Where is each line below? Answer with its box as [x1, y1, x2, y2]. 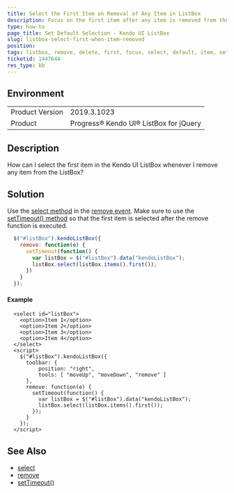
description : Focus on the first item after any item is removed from [7, 17, 217, 24]
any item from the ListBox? [7, 168, 84, 177]
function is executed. [7, 222, 68, 230]
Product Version [10, 107, 64, 117]
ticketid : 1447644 [7, 56, 61, 63]
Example [7, 295, 33, 303]
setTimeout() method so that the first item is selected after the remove [7, 214, 209, 223]
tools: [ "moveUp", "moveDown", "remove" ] [38, 371, 167, 379]
